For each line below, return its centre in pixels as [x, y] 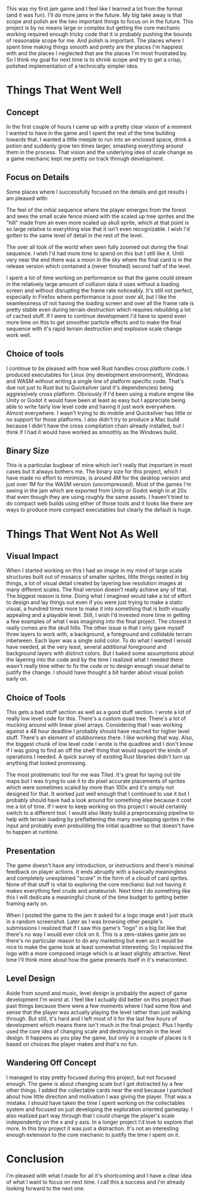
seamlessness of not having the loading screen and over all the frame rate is [100, 303]
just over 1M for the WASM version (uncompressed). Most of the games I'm [99, 484]
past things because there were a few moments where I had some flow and [99, 1006]
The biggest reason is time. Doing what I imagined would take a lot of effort [99, 596]
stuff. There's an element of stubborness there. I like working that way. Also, [100, 738]
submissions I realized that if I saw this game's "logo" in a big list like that [96, 928]
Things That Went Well [64, 90]
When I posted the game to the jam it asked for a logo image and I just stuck [100, 915]
